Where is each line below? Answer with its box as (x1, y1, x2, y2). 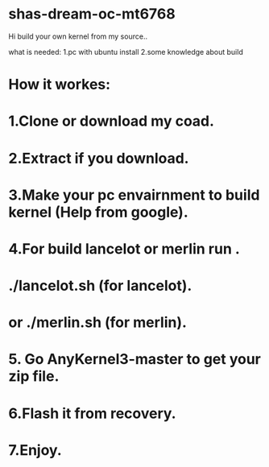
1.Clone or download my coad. (8, 112, 215, 130)
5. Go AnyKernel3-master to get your (8, 350, 262, 369)
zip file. (8, 367, 60, 386)
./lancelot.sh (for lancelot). (8, 277, 192, 295)
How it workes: (8, 76, 111, 93)
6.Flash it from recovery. (8, 404, 176, 423)
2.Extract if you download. (8, 149, 189, 167)
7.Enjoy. (8, 440, 62, 459)
